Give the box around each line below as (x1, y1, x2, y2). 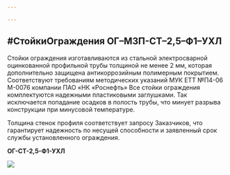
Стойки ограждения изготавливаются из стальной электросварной (7, 53, 208, 62)
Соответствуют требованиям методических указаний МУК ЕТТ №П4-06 (7, 75, 224, 84)
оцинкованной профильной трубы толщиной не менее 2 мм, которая (7, 61, 213, 69)
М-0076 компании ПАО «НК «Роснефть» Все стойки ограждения (7, 83, 200, 91)
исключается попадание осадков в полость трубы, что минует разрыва (7, 98, 221, 106)
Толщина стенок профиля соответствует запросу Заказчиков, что (7, 118, 203, 127)
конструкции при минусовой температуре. (7, 105, 135, 113)
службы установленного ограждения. (7, 133, 120, 142)
